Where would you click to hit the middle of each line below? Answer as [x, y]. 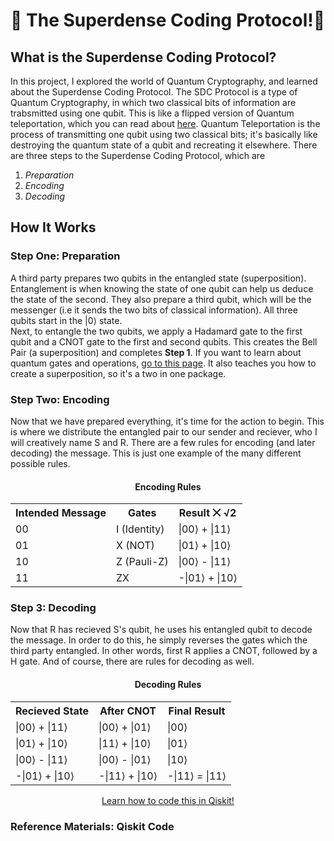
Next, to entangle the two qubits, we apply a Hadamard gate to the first [156, 331]
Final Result [197, 711]
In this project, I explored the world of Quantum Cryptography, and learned [164, 81]
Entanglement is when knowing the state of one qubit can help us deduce [162, 288]
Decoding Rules [168, 685]
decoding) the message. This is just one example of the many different [156, 453]
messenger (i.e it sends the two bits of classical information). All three [154, 310]
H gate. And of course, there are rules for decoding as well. [132, 661]
